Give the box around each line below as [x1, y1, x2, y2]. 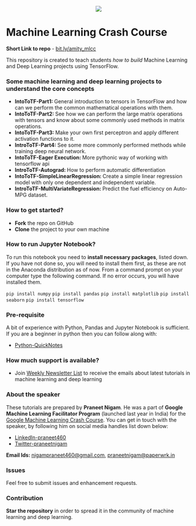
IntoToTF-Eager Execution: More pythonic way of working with [14, 154, 168, 161]
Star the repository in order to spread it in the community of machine [6, 507, 174, 514]
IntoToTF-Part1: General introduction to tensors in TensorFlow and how [14, 98, 187, 105]
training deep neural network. [14, 148, 86, 155]
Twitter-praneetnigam [14, 440, 67, 447]
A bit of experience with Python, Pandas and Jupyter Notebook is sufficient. [6, 324, 190, 331]
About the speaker [6, 391, 60, 399]
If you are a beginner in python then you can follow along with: [6, 330, 157, 337]
